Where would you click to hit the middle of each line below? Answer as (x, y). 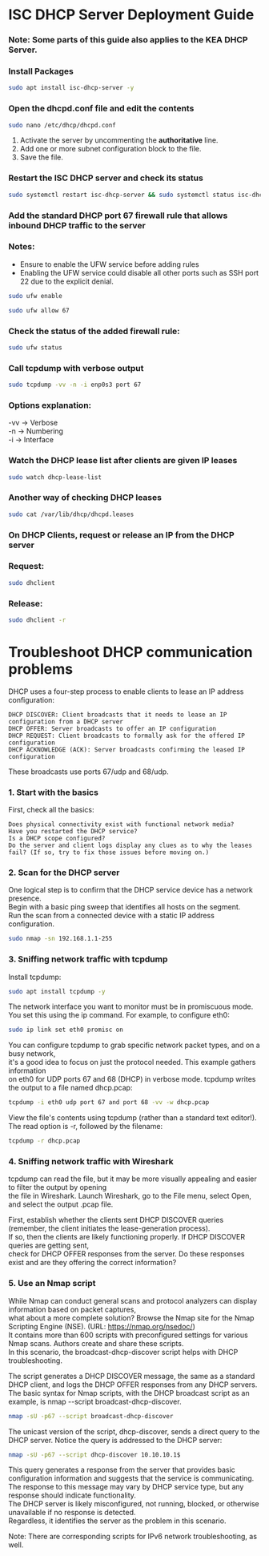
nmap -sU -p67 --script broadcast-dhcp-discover (91, 1416)
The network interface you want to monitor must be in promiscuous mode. (131, 1006)
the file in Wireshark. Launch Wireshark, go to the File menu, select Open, (130, 1196)
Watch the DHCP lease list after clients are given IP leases (123, 461)
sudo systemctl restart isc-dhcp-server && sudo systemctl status (121, 195)
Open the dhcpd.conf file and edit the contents (101, 108)
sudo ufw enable (35, 296)
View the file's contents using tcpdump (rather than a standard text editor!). (133, 1118)
